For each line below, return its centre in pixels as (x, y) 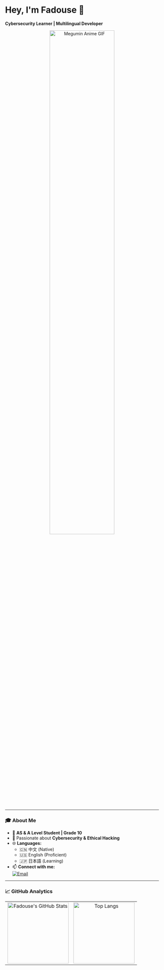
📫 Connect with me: (33, 867)
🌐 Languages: (27, 843)
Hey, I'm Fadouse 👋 (45, 10)
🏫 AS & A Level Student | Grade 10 (47, 833)
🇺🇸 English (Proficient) (43, 855)
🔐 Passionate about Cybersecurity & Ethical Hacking (66, 838)
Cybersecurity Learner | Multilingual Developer (54, 23)
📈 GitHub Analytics (29, 891)
